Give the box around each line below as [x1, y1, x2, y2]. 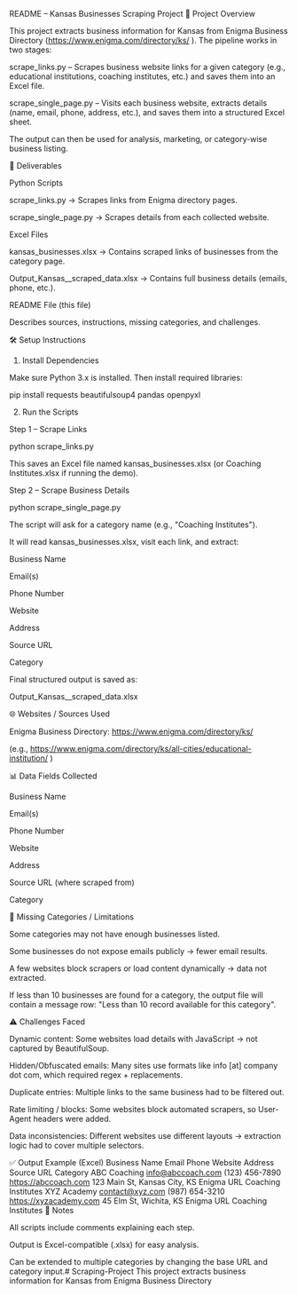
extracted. [9, 973, 47, 983]
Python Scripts [9, 178, 64, 188]
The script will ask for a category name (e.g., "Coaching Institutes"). [9, 519, 258, 530]
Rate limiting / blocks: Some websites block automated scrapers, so [9, 1104, 257, 1114]
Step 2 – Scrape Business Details [9, 485, 130, 495]
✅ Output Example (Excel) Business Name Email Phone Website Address [9, 1157, 275, 1167]
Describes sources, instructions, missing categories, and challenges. [9, 317, 261, 328]
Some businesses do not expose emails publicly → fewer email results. [9, 946, 268, 956]
